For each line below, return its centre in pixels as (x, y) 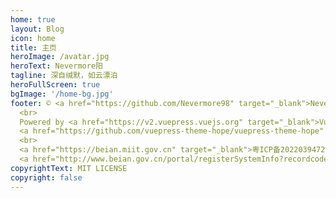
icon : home (33, 38)
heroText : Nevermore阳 (56, 66)
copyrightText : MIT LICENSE (69, 168)
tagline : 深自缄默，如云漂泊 (64, 76)
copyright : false (46, 177)
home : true (33, 19)
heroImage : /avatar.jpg (60, 57)
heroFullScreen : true (55, 85)
